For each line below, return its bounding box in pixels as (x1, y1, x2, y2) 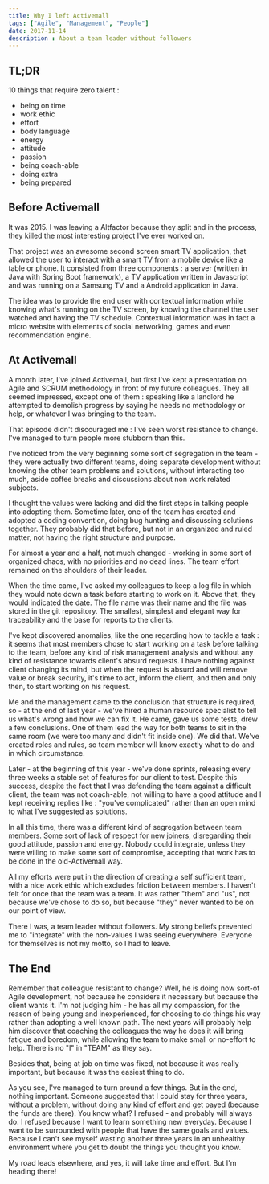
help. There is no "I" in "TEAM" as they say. (8, 1043, 153, 1052)
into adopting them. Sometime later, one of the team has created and (8, 507, 236, 516)
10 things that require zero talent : (8, 85, 120, 95)
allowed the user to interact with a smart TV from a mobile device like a (8, 255, 243, 264)
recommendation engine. (8, 330, 92, 340)
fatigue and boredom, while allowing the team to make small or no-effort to (8, 1034, 256, 1044)
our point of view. (8, 905, 67, 916)
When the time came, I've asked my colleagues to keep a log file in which (8, 580, 251, 590)
